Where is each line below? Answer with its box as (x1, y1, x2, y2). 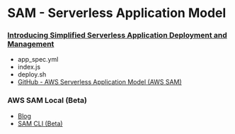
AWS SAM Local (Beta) (7, 96, 87, 106)
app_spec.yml (17, 55, 59, 64)
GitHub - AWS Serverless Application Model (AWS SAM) (17, 78, 182, 86)
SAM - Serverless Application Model (7, 5, 227, 21)
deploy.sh (17, 70, 47, 79)
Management (7, 39, 55, 49)
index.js (17, 62, 41, 72)
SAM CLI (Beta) (17, 119, 63, 128)
